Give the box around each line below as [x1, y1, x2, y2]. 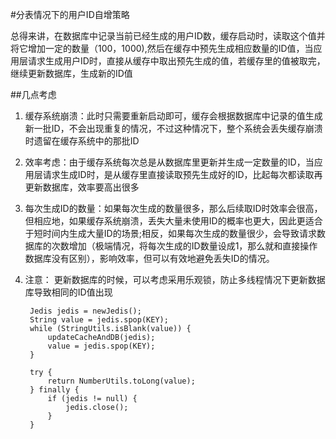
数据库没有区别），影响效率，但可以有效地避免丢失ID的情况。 [24, 253, 275, 264]
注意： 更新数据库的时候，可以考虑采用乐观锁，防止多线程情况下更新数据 [24, 274, 326, 285]
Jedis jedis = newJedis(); [29, 306, 142, 316]
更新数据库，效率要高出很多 [24, 181, 140, 193]
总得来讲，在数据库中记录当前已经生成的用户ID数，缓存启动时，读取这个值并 [10, 30, 326, 42]
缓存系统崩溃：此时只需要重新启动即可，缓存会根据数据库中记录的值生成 [24, 110, 323, 122]
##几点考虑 [10, 89, 57, 100]
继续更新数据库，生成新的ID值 [10, 68, 133, 79]
